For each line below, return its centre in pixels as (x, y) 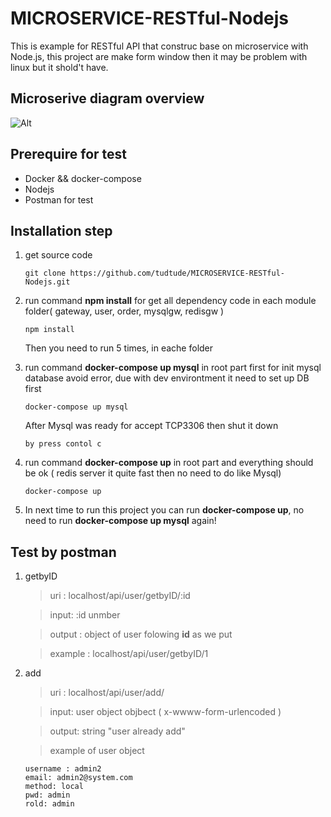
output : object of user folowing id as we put (141, 634)
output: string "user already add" (117, 731)
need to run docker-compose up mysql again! (120, 521)
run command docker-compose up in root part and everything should (169, 463)
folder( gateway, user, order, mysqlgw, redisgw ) (124, 311)
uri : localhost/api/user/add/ (107, 693)
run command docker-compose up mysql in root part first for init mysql (173, 368)
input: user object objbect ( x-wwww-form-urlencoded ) (165, 712)
